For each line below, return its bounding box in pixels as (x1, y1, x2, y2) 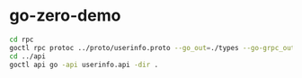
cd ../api (9, 51, 47, 61)
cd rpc (9, 35, 34, 44)
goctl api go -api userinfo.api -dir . (9, 60, 159, 69)
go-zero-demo (9, 5, 121, 26)
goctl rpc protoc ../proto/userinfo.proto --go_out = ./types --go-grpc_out (9, 43, 296, 52)
